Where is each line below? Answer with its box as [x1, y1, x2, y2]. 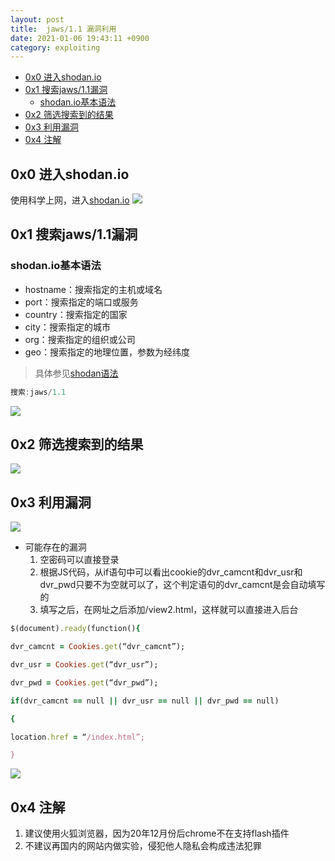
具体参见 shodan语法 [34, 367, 119, 379]
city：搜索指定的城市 [24, 321, 111, 333]
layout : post [10, 14, 65, 25]
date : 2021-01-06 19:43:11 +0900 [10, 33, 150, 43]
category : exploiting [10, 42, 101, 53]
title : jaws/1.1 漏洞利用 [10, 24, 117, 34]
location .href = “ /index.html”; [10, 732, 145, 742]
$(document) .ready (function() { [10, 624, 141, 634]
